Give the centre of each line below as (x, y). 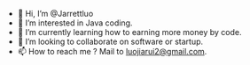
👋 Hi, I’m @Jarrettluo (55, 14)
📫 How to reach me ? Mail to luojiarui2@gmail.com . (112, 51)
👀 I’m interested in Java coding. (75, 23)
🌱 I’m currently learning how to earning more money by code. (129, 32)
